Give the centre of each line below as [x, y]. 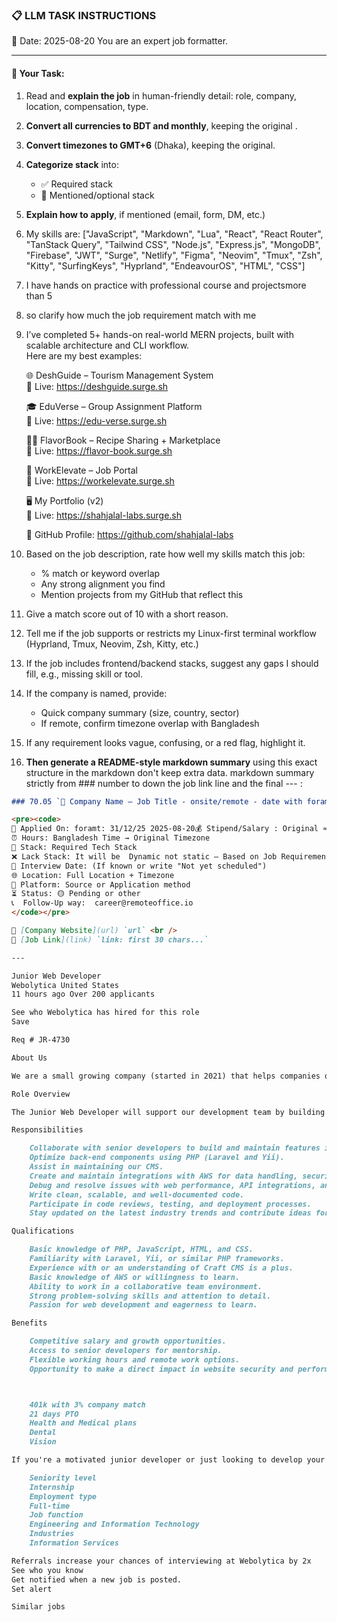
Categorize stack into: [72, 164]
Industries [52, 1534]
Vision [43, 1442]
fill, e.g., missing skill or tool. [84, 674]
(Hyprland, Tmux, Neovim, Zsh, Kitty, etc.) [112, 644]
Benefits [29, 1323]
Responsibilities [47, 1130]
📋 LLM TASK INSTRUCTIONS [84, 15]
